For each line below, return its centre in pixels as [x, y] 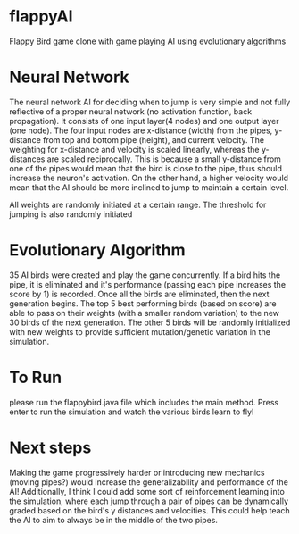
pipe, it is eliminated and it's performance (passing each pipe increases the [148, 284]
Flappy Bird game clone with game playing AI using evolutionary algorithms [148, 41]
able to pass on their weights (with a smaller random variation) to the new [144, 313]
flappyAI [41, 17]
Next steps [50, 447]
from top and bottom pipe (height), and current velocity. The [154, 139]
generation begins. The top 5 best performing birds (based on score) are [143, 303]
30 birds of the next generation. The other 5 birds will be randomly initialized [150, 322]
